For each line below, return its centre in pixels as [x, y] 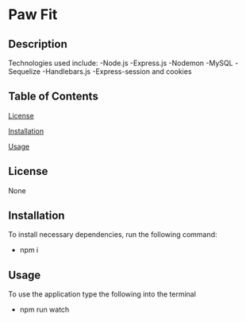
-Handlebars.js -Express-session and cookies [117, 72]
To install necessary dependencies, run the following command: [113, 235]
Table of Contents [54, 97]
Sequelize [25, 72]
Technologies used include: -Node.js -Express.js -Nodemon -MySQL [121, 63]
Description [38, 44]
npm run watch [44, 310]
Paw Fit [33, 15]
